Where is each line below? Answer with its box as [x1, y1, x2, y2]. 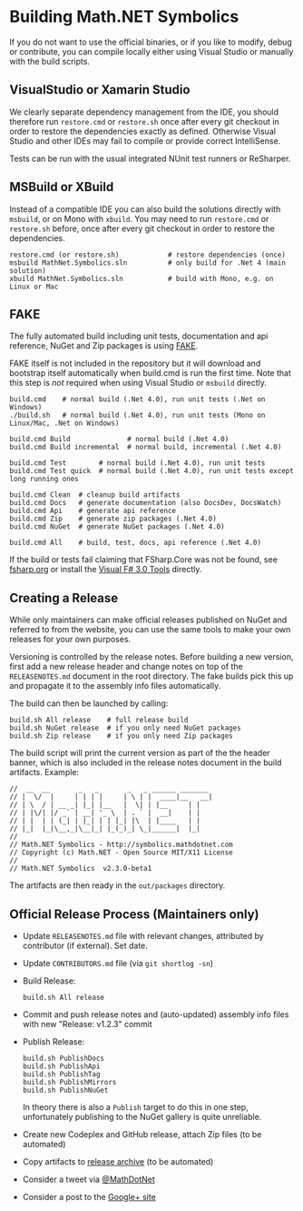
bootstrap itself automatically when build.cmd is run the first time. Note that [9, 368, 292, 378]
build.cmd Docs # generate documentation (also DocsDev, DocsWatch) [9, 499, 282, 508]
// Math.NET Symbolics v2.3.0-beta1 [9, 864, 152, 873]
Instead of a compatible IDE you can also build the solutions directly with [9, 203, 281, 215]
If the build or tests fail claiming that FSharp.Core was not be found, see [9, 554, 279, 565]
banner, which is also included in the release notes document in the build [9, 757, 282, 768]
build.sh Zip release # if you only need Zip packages [9, 732, 233, 741]
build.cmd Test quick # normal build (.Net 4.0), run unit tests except [9, 467, 295, 476]
